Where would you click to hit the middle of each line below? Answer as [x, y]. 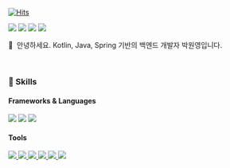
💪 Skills [23, 81]
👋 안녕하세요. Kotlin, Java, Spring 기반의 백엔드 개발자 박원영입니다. [115, 45]
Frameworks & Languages [53, 100]
